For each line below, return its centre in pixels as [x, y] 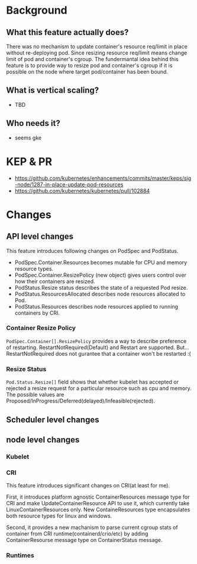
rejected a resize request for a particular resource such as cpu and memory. [99, 388]
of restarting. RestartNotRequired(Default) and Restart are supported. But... [98, 347]
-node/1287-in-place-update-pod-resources [69, 184]
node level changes [43, 440]
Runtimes [20, 556]
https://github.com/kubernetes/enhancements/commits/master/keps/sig [103, 178]
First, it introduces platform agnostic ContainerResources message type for [98, 497]
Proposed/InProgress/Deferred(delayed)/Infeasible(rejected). [81, 401]
